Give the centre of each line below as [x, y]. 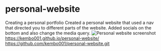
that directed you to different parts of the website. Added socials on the [78, 27]
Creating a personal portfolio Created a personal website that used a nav [80, 23]
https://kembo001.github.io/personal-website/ [52, 38]
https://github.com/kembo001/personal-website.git [57, 43]
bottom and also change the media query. [48, 33]
